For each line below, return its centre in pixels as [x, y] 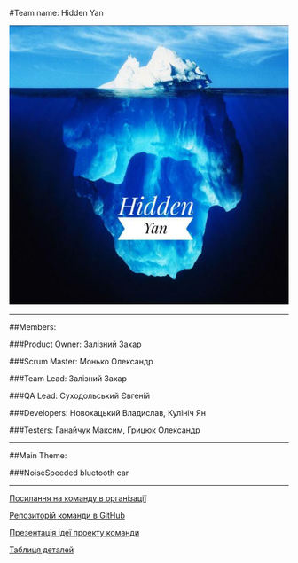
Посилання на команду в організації [78, 498]
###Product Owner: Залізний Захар [75, 344]
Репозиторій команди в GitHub [67, 515]
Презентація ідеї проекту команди [74, 532]
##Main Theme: [38, 455]
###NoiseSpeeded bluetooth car [69, 473]
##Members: [33, 327]
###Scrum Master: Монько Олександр [81, 361]
